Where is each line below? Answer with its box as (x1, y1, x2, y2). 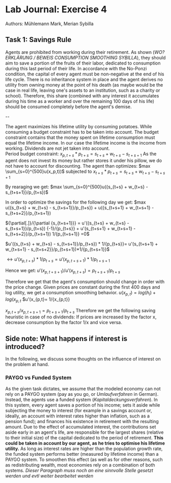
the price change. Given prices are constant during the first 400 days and (5, 284, 160, 290)
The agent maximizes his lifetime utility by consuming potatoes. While (5, 123, 152, 129)
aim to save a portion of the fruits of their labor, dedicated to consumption (5, 60, 161, 66)
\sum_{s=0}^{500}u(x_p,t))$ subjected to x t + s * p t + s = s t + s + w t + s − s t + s (5, 168, 165, 175)
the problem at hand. (5, 361, 50, 368)
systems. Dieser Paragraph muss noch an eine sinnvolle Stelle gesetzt (5, 468, 154, 474)
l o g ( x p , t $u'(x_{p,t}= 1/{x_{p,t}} (5, 296, 70, 304)
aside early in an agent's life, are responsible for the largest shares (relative (5, 429, 164, 435)
